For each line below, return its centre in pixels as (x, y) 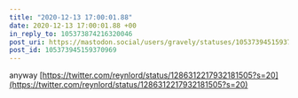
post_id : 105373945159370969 (63, 50)
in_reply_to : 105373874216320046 (71, 34)
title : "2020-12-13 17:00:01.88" (71, 17)
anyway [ (26, 75)
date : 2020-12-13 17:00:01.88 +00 (73, 26)
